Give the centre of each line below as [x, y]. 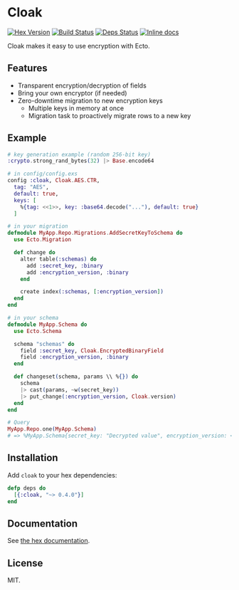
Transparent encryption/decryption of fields [82, 85]
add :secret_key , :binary [64, 265]
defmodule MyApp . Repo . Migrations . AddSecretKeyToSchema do [95, 233]
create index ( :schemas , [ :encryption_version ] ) [92, 292]
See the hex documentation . [49, 541]
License [25, 563]
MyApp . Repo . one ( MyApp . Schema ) [52, 429]
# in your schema [33, 318]
